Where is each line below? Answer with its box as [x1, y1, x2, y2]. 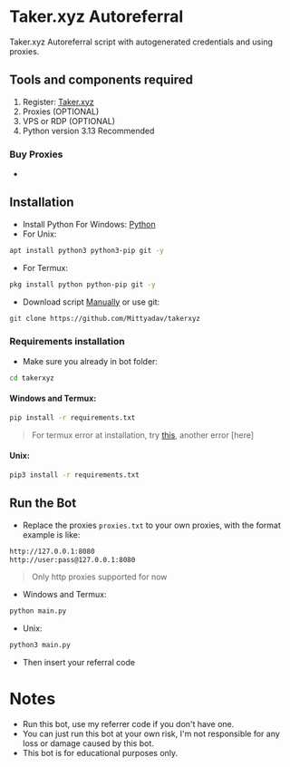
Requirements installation [9, 335, 125, 348]
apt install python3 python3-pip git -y [9, 246, 165, 255]
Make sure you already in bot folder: [22, 355, 159, 366]
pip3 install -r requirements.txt [9, 470, 140, 480]
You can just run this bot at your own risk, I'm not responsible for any [22, 728, 281, 740]
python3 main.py [9, 641, 71, 650]
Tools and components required [9, 73, 193, 88]
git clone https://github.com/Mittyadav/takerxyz [9, 314, 201, 323]
